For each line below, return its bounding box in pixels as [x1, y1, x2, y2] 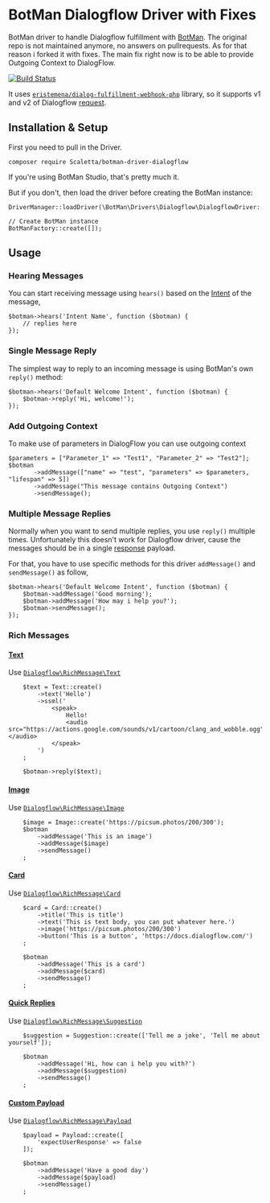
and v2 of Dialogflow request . [8, 97, 107, 107]
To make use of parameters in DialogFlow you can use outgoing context [8, 439, 247, 448]
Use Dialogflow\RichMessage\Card [8, 888, 121, 898]
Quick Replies [8, 998, 56, 1007]
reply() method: [8, 372, 63, 381]
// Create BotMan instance [8, 217, 99, 225]
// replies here [22, 319, 78, 328]
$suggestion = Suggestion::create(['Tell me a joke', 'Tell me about [22, 1032, 261, 1040]
